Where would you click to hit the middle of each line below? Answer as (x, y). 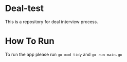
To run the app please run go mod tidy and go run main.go (64, 54)
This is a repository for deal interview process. (52, 22)
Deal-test (24, 8)
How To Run (30, 41)
